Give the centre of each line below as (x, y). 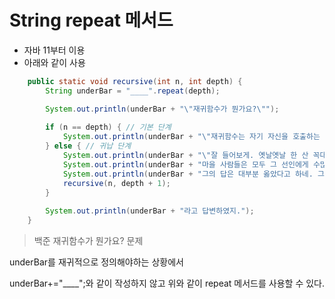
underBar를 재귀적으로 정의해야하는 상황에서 (96, 262)
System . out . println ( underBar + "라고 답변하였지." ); (150, 211)
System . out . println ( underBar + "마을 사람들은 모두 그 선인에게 (185, 164)
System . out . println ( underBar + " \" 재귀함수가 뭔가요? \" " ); (162, 109)
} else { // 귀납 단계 (88, 146)
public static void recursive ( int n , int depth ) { (135, 81)
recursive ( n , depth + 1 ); (116, 183)
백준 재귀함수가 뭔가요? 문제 (88, 241)
